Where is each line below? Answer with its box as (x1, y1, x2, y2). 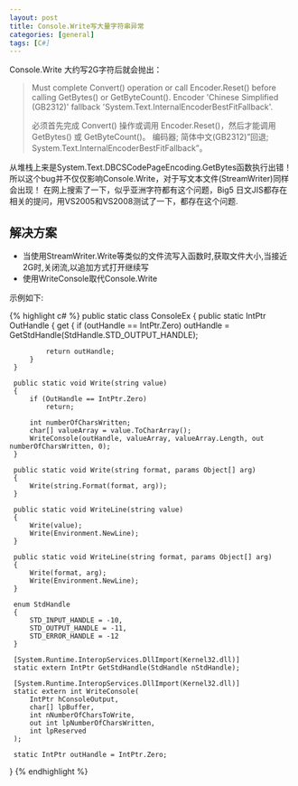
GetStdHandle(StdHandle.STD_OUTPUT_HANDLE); (9, 330, 199, 341)
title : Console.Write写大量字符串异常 (9, 22, 144, 31)
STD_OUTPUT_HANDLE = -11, (29, 624, 127, 633)
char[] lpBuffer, (29, 703, 95, 712)
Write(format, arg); (29, 568, 107, 578)
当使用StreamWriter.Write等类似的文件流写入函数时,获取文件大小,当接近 (22, 250, 288, 262)
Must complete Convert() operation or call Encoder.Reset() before (31, 82, 277, 93)
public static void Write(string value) (13, 379, 168, 388)
